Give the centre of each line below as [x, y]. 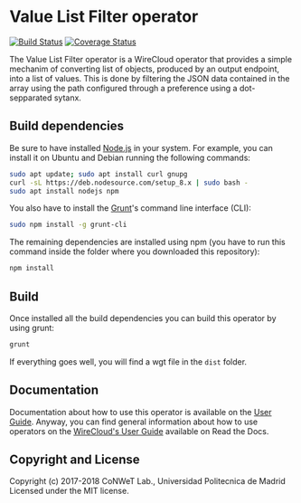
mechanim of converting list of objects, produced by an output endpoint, [145, 69]
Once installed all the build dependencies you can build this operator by [143, 318]
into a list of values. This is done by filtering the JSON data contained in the [150, 78]
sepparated [31, 98]
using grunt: [32, 327]
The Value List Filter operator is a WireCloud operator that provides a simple [150, 59]
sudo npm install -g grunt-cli [68, 225]
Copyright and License [75, 460]
